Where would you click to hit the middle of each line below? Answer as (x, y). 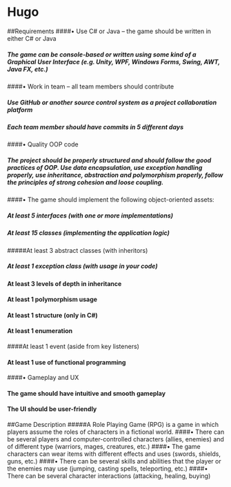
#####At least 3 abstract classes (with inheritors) (78, 250)
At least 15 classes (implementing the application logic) (89, 233)
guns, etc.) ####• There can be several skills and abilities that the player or (114, 461)
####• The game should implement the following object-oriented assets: (111, 200)
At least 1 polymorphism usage (52, 299)
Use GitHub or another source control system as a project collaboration (112, 102)
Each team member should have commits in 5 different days (96, 127)
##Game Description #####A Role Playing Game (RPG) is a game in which (113, 424)
